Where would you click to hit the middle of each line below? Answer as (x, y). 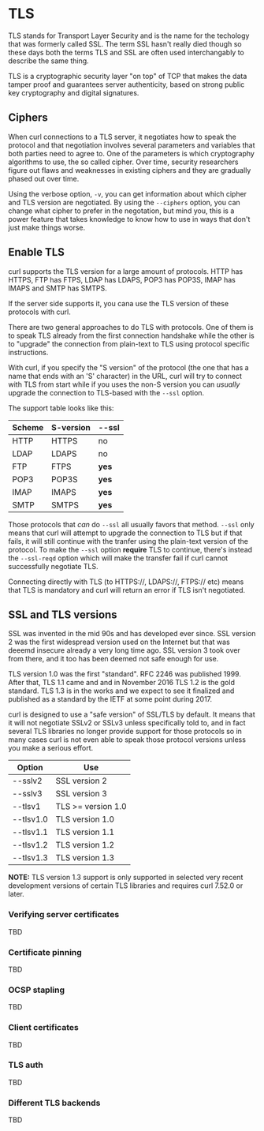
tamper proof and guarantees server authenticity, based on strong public (126, 84)
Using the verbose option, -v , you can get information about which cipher (127, 193)
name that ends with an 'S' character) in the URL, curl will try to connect (125, 376)
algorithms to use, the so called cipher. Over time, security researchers (123, 162)
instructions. (28, 352)
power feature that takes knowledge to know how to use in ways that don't (129, 219)
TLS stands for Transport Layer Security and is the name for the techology (129, 36)
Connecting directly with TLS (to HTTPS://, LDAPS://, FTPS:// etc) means (126, 582)
